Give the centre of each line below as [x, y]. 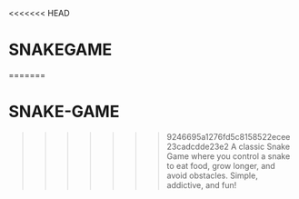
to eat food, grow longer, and [221, 165]
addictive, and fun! [202, 184]
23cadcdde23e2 [198, 146]
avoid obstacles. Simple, [212, 175]
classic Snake [264, 146]
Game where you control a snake [229, 156]
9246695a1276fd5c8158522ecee [229, 136]
